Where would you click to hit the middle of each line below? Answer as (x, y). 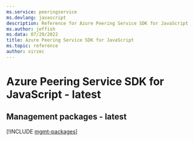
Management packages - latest (67, 117)
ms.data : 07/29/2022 (32, 35)
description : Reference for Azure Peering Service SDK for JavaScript (97, 23)
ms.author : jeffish (31, 29)
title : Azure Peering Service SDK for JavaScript (70, 40)
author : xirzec (25, 52)
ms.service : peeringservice (42, 12)
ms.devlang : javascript (36, 18)
